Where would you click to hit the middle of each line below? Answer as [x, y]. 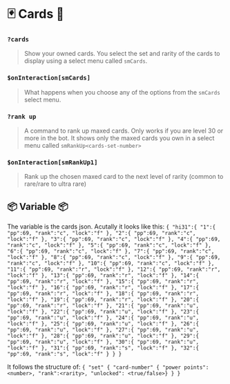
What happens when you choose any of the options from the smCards [122, 92]
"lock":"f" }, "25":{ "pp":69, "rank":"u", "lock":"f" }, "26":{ [103, 324]
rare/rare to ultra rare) [55, 184]
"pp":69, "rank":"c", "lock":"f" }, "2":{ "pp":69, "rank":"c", [102, 233]
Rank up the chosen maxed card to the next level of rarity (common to [124, 177]
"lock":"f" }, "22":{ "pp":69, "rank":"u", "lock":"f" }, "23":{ [103, 312]
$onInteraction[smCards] [49, 78]
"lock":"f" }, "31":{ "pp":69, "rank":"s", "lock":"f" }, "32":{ [103, 348]
